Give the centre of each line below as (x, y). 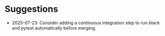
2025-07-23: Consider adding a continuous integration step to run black (86, 23)
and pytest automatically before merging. (54, 28)
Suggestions (31, 9)
